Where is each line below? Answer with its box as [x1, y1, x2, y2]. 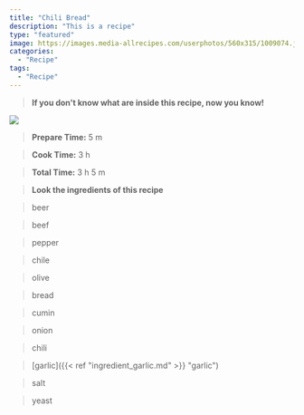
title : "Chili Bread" [9, 13, 91, 23]
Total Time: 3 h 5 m [31, 167, 106, 178]
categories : [9, 47, 54, 56]
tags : [9, 64, 30, 73]
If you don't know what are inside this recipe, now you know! [31, 97, 265, 108]
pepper [31, 236, 60, 247]
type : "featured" [9, 30, 75, 39]
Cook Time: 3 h [31, 149, 90, 159]
